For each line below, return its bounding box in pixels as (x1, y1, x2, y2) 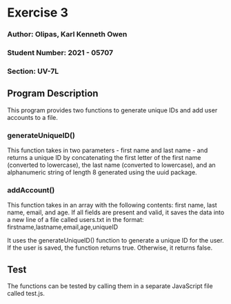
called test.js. (7, 290, 45, 298)
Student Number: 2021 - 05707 (7, 48, 114, 58)
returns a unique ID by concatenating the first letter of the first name (7, 154, 201, 162)
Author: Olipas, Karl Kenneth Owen (7, 30, 128, 39)
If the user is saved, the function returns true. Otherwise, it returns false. (7, 243, 212, 252)
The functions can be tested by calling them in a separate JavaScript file (7, 282, 213, 290)
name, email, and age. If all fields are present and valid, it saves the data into (7, 208, 225, 216)
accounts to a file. (7, 113, 59, 121)
